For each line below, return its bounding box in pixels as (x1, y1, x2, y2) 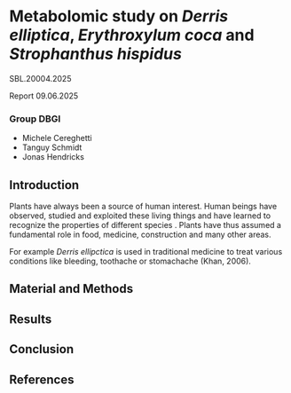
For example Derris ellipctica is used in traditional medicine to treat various (9, 247, 283, 257)
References (9, 372, 75, 387)
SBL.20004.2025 (9, 73, 72, 83)
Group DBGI (9, 113, 61, 125)
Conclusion (9, 342, 75, 357)
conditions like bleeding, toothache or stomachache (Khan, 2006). (9, 255, 251, 267)
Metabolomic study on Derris (9, 6, 229, 27)
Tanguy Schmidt (21, 142, 83, 153)
